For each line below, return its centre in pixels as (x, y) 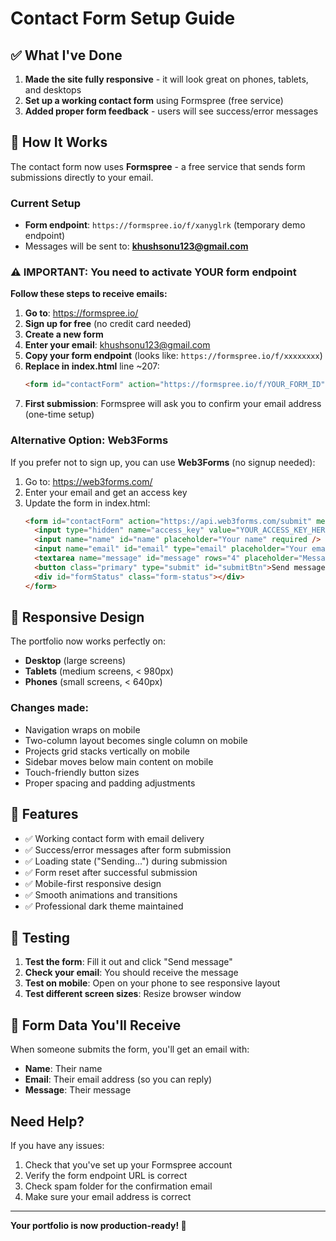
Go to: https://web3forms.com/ (88, 481)
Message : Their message (78, 1090)
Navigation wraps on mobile (82, 729)
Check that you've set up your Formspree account (128, 1164)
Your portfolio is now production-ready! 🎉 (98, 1225)
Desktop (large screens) (75, 661)
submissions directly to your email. (82, 177)
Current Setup (46, 203)
